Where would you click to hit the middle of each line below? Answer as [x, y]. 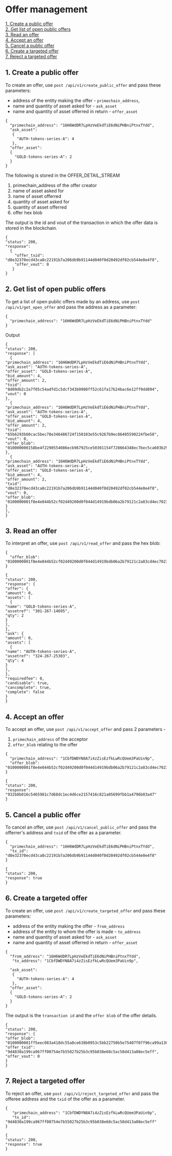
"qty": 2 [15, 616]
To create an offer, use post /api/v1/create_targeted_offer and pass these [85, 910]
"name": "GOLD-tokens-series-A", [41, 607]
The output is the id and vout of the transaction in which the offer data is [82, 223]
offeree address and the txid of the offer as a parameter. [65, 1099]
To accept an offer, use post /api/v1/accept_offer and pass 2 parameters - [85, 729]
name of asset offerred [37, 196]
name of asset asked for [38, 191]
